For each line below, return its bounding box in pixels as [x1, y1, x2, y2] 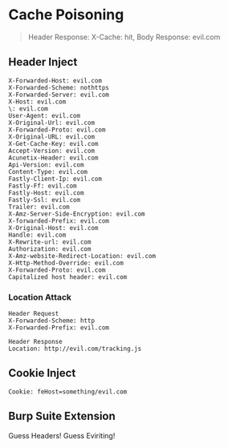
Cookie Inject [8, 366, 76, 380]
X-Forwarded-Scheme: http [8, 317, 95, 325]
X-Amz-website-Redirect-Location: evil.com [8, 252, 157, 260]
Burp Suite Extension [8, 410, 116, 423]
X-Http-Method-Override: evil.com [8, 259, 124, 267]
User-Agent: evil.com [8, 111, 81, 119]
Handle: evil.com [8, 231, 67, 239]
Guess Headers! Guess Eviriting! [8, 430, 116, 440]
